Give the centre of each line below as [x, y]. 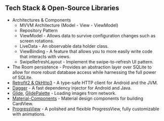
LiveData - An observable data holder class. [64, 46]
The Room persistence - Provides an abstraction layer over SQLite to [82, 67]
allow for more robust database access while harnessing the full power [84, 72]
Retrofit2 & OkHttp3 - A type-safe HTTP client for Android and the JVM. [85, 83]
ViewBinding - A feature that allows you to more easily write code [86, 51]
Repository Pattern [39, 30]
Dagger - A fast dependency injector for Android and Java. [72, 88]
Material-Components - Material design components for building [78, 98]
